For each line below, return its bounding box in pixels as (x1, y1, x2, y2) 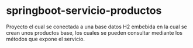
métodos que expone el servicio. (6, 35, 85, 42)
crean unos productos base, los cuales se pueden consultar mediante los (6, 29, 183, 36)
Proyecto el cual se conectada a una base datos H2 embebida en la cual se (6, 23, 187, 30)
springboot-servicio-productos (6, 4, 162, 17)
